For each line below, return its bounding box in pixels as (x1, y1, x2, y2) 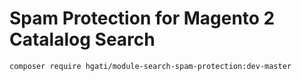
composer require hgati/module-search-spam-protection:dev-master (9, 61, 292, 71)
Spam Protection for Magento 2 (9, 7, 276, 30)
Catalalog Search (9, 28, 156, 51)
